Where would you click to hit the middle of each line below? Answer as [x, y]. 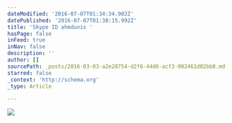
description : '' [31, 54]
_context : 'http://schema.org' [53, 80]
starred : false [30, 73]
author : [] [23, 60]
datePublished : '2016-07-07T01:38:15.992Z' [72, 20]
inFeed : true [26, 40]
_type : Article [30, 86]
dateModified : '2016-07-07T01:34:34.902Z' [71, 14]
